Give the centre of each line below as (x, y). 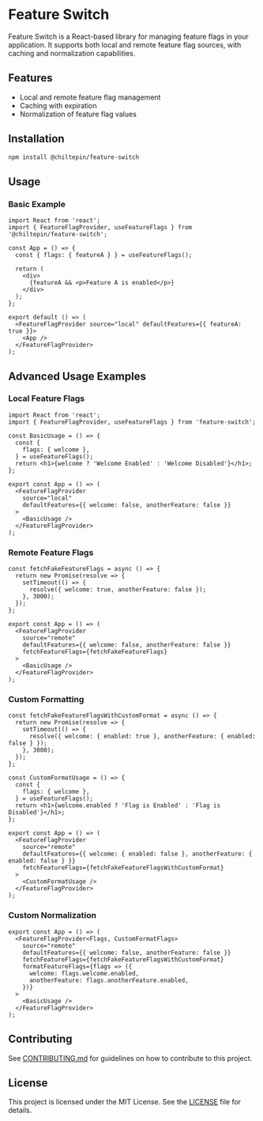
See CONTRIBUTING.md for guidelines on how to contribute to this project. (130, 1058)
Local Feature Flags (47, 398)
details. (20, 1110)
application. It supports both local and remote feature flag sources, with (125, 44)
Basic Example (37, 204)
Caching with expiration (58, 105)
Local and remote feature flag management (90, 97)
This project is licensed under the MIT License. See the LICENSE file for (125, 1102)
